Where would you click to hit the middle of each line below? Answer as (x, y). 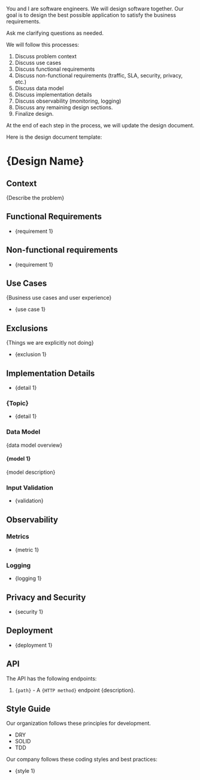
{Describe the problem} (35, 198)
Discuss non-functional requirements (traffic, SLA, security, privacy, (99, 75)
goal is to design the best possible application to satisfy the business (91, 15)
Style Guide (28, 709)
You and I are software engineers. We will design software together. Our (95, 9)
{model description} (31, 472)
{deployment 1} (34, 645)
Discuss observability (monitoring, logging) (68, 101)
